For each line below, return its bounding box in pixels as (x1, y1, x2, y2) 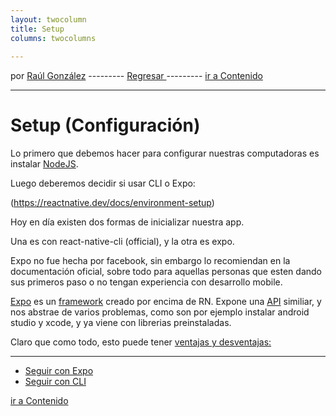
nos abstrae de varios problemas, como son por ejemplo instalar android (10, 306, 310, 318)
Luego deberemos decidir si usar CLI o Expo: (10, 177, 196, 190)
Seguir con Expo (24, 365, 94, 377)
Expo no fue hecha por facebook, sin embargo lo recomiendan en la (10, 255, 291, 267)
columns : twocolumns (10, 33, 97, 43)
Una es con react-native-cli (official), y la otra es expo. (10, 236, 235, 248)
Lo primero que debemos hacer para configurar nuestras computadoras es (10, 147, 320, 160)
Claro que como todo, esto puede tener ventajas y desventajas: (10, 336, 272, 348)
